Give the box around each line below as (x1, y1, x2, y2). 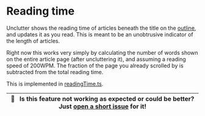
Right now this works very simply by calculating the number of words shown (6, 49, 198, 56)
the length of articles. (6, 37, 60, 44)
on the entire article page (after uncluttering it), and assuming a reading (6, 55, 186, 63)
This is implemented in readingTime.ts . (6, 80, 104, 87)
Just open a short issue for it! (59, 102, 146, 111)
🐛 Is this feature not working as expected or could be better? (10, 94, 195, 103)
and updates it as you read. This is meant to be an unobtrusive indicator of (6, 30, 193, 38)
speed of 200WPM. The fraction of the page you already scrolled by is (6, 62, 184, 69)
